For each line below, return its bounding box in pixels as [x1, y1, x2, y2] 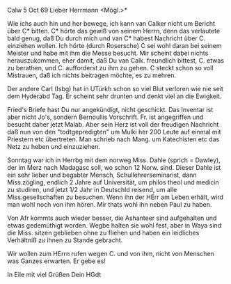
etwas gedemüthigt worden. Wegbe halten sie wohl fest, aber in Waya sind [7, 221, 221, 229]
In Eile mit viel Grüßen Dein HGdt [7, 271, 102, 278]
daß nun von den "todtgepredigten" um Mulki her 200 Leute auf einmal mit [7, 128, 221, 136]
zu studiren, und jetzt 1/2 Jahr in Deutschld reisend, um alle [7, 186, 177, 194]
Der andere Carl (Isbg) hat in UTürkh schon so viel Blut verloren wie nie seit [7, 85, 224, 93]
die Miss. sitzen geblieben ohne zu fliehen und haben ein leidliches [7, 229, 200, 237]
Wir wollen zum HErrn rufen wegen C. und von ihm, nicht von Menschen [7, 250, 214, 258]
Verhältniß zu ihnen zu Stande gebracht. [7, 236, 123, 244]
